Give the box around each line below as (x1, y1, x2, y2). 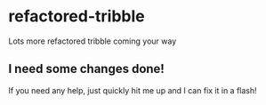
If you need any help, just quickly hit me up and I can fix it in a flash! (8, 85, 257, 95)
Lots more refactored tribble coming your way (8, 36, 177, 46)
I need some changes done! (8, 61, 165, 77)
